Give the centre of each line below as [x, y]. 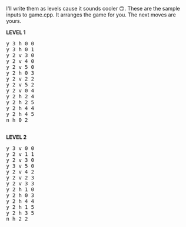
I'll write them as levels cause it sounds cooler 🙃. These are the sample [93, 9]
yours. [14, 21]
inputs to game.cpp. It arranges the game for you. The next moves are [91, 15]
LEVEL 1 [16, 32]
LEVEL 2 [16, 137]
